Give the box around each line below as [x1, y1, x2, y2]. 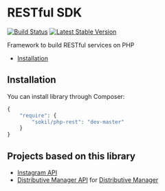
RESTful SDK [7, 5, 82, 21]
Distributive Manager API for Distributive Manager [16, 175, 159, 183]
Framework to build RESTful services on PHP [7, 41, 135, 49]
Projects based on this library [7, 150, 136, 162]
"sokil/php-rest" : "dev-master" [32, 118, 125, 125]
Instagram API [16, 168, 58, 177]
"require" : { [19, 112, 57, 119]
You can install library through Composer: [7, 92, 125, 100]
